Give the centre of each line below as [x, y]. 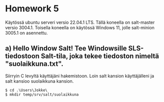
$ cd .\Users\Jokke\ [27, 90]
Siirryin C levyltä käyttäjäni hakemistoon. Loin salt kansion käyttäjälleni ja [80, 76]
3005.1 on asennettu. [27, 33]
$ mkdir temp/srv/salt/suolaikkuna [42, 95]
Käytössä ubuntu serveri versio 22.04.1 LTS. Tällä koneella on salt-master [80, 22]
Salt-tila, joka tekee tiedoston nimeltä [100, 56]
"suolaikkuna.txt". [34, 64]
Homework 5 [32, 9]
